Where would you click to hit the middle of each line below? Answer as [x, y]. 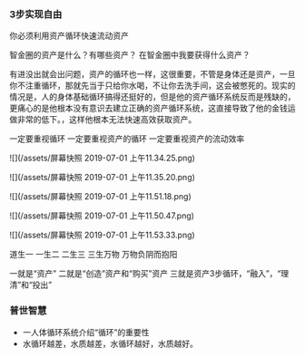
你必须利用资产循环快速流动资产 [69, 36]
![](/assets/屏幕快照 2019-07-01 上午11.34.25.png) [102, 158]
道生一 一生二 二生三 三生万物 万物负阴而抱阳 [93, 255]
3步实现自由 [36, 14]
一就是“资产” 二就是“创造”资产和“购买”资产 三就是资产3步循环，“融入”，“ [145, 274]
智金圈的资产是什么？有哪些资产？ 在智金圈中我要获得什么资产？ [130, 55]
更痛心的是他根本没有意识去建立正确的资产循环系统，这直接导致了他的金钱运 [152, 108]
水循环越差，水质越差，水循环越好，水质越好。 [110, 343]
